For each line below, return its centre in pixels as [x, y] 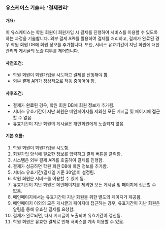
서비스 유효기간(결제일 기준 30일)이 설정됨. [54, 172]
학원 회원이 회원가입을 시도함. [41, 147]
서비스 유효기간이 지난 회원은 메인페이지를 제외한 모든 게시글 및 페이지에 [82, 111]
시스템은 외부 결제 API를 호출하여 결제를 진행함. [58, 160]
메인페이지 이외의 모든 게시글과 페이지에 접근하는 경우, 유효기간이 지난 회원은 [86, 203]
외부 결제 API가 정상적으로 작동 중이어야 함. [54, 81]
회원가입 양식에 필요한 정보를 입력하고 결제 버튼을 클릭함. [67, 154]
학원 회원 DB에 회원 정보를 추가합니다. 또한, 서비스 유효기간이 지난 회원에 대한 [85, 45]
